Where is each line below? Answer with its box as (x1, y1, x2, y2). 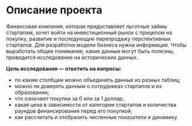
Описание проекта (6, 3, 102, 17)
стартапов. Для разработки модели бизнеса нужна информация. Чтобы (6, 41, 187, 48)
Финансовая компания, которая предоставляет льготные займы (6, 23, 167, 30)
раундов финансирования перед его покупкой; (14, 107, 133, 114)
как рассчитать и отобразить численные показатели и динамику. (14, 113, 179, 120)
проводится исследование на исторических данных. (6, 54, 139, 61)
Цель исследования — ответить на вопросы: (6, 65, 122, 72)
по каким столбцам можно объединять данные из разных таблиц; (14, 76, 181, 83)
